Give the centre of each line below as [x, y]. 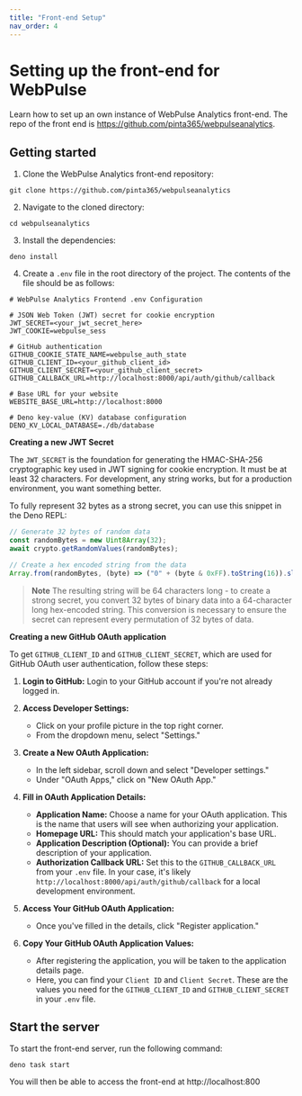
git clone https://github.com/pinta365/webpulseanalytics [120, 191]
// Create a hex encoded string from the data [98, 565]
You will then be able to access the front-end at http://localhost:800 [135, 1082]
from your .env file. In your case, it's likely [113, 871]
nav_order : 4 [34, 26]
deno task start [40, 1065]
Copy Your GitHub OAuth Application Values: [108, 943]
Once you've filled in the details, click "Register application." [147, 925]
